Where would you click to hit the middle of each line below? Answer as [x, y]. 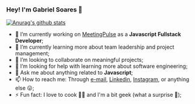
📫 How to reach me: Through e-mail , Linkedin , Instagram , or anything [102, 79]
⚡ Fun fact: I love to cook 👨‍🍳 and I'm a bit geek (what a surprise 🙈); [98, 95]
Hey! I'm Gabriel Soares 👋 [44, 10]
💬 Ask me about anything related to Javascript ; [74, 73]
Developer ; [29, 41]
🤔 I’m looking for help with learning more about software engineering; [101, 66]
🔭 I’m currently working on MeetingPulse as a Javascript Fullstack [98, 34]
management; [32, 54]
